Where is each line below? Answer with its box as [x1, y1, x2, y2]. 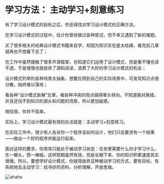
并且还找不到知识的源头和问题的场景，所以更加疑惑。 [5, 98, 112, 104]
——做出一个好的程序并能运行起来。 [5, 135, 78, 141]
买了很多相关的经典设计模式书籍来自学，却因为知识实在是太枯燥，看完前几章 [5, 42, 159, 48]
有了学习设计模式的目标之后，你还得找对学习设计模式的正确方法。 [5, 22, 138, 27]
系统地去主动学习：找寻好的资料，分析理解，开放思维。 [5, 164, 116, 170]
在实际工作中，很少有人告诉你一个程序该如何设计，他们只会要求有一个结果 [5, 129, 155, 135]
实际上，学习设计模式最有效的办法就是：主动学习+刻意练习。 [5, 118, 128, 125]
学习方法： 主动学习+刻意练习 [5, 4, 124, 16]
